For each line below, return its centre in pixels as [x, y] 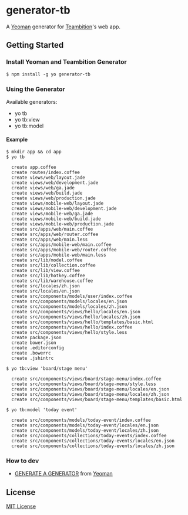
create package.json [36, 338]
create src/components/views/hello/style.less [69, 333]
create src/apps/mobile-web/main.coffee [61, 245]
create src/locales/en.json [46, 291]
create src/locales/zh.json [46, 286]
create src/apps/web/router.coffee [55, 234]
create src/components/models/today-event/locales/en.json [85, 425]
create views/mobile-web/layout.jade [58, 204]
